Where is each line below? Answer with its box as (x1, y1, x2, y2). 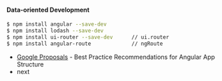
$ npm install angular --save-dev (6, 21, 108, 28)
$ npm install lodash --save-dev (6, 28, 104, 35)
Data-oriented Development (6, 6, 90, 14)
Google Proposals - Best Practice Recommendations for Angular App (16, 53, 216, 61)
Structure (16, 60, 44, 69)
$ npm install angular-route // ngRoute (6, 40, 163, 47)
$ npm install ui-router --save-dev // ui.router (6, 33, 170, 41)
